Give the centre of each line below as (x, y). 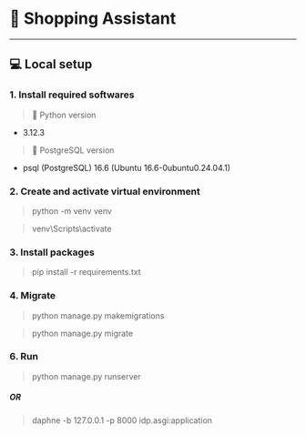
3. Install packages (52, 252)
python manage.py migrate (82, 333)
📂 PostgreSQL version (73, 150)
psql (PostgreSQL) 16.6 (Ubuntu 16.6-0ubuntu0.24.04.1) (126, 167)
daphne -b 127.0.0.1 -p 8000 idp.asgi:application (122, 420)
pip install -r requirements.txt (86, 272)
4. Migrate (33, 296)
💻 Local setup (51, 64)
